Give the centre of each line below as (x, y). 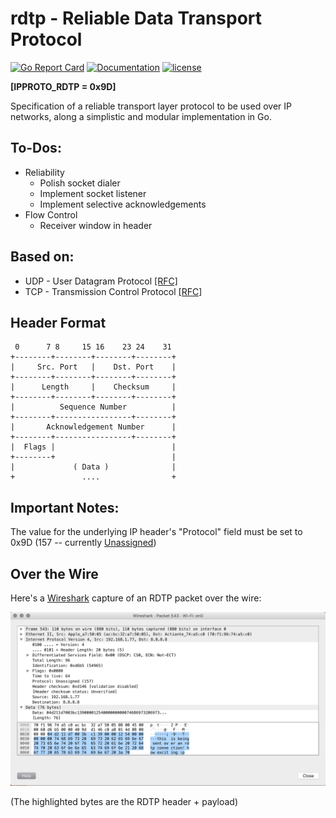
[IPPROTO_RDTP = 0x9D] (63, 86)
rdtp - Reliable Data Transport (136, 18)
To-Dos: (36, 148)
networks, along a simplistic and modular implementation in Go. (141, 116)
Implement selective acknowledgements (123, 204)
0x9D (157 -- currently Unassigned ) (83, 543)
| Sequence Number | (93, 407)
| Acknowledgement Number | (93, 427)
